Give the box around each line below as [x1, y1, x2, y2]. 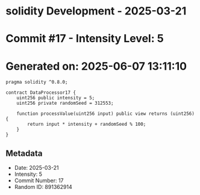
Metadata [5, 148, 43, 158]
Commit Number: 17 [14, 177, 64, 184]
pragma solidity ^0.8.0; [5, 79, 68, 85]
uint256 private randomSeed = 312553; [16, 101, 114, 107]
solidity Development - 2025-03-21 [5, 4, 187, 18]
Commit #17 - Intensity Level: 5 [5, 32, 164, 46]
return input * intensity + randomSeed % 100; [27, 122, 146, 128]
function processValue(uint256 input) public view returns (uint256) [16, 111, 195, 117]
